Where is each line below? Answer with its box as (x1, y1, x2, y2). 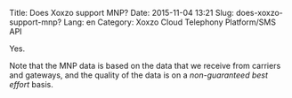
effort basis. (9, 79, 53, 89)
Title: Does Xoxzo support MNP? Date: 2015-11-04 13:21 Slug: (9, 8, 234, 18)
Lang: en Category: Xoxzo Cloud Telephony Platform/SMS (63, 17, 276, 27)
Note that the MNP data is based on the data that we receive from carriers (9, 61, 281, 71)
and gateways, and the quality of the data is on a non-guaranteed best (9, 70, 269, 80)
